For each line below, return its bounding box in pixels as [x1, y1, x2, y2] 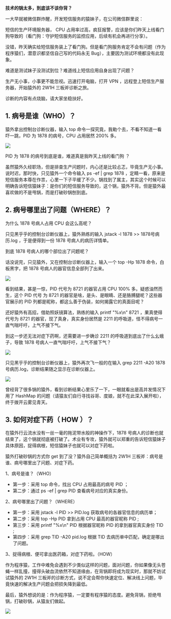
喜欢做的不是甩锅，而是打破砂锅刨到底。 [5, 189, 90, 195]
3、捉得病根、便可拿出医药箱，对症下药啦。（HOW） [5, 551, 116, 557]
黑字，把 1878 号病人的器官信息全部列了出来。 [9, 265, 107, 272]
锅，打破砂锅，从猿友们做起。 [5, 598, 68, 604]
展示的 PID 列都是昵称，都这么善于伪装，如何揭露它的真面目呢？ [9, 298, 145, 305]
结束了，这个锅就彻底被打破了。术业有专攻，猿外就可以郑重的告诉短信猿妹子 [5, 436, 166, 442]
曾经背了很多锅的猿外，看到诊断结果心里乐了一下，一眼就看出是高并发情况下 [5, 386, 166, 392]
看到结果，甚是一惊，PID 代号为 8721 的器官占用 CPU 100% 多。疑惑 [5, 285, 149, 292]
